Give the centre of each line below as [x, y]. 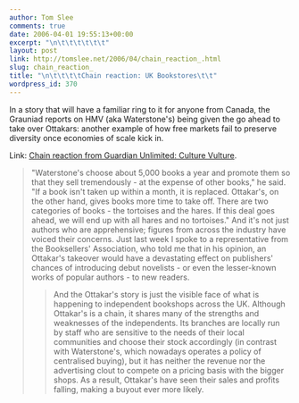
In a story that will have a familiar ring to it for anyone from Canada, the [140, 109]
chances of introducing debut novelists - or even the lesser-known [154, 267]
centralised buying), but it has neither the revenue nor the [159, 361]
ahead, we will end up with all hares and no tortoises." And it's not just [160, 220]
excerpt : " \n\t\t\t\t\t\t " [59, 42]
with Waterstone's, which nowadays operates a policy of [157, 351]
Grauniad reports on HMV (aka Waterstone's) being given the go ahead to [145, 119]
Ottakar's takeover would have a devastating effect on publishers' [152, 258]
